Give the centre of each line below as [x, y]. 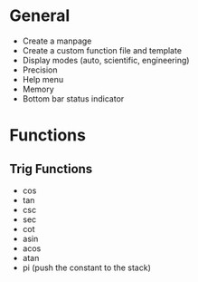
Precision [40, 70]
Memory [38, 89]
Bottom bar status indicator [73, 98]
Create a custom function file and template [102, 50]
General [40, 16]
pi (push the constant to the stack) [86, 267]
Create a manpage [57, 41]
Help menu [43, 79]
